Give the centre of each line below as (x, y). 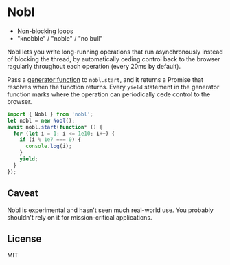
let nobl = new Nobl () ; (41, 120)
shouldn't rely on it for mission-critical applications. (80, 217)
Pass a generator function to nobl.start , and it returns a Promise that (105, 79)
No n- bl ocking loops (45, 31)
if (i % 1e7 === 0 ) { (50, 140)
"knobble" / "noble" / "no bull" (60, 38)
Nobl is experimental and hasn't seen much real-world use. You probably (111, 210)
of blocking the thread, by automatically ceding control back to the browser (114, 59)
